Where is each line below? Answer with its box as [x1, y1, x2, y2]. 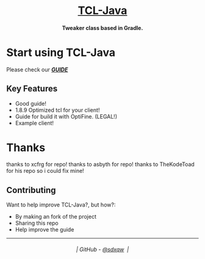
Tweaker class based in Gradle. [62, 24, 143, 31]
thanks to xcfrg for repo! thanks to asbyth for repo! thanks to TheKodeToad [6, 161, 195, 168]
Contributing [6, 184, 56, 195]
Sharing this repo [15, 219, 59, 227]
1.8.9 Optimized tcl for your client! [15, 106, 100, 114]
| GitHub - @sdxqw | [76, 246, 129, 253]
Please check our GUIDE [6, 65, 68, 73]
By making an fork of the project [15, 213, 96, 221]
